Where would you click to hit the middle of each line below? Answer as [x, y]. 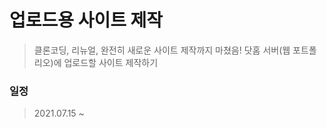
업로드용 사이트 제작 [86, 20]
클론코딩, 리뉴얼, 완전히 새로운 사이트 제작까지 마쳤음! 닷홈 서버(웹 [162, 50]
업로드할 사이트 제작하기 [111, 62]
